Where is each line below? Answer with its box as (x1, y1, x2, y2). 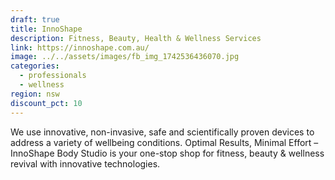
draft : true (10, 14, 60, 25)
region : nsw (10, 89, 60, 99)
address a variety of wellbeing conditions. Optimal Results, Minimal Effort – (10, 136, 319, 148)
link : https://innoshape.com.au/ (10, 42, 150, 53)
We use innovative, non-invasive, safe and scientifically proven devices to (10, 126, 315, 138)
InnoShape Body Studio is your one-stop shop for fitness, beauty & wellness (10, 147, 325, 159)
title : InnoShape (10, 24, 83, 34)
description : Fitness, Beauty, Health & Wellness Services (10, 33, 262, 43)
